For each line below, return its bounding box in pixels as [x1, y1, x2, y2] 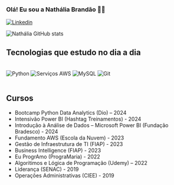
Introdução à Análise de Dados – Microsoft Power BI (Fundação [14, 121, 169, 129]
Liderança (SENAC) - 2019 [14, 165, 79, 173]
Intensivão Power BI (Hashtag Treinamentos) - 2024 [14, 115, 142, 122]
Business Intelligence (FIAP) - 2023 [14, 147, 101, 154]
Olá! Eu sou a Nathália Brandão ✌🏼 [6, 5, 106, 14]
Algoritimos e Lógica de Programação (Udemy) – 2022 [14, 159, 147, 166]
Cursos [6, 93, 34, 103]
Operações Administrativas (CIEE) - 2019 [14, 171, 114, 179]
